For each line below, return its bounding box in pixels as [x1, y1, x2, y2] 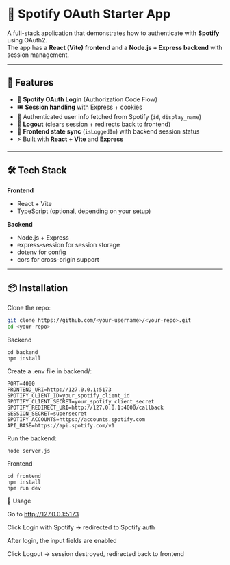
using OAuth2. [7, 36, 48, 44]
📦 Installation [7, 282, 68, 294]
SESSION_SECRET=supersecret [7, 410, 88, 417]
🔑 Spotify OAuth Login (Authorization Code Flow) [16, 95, 158, 103]
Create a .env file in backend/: [7, 367, 92, 375]
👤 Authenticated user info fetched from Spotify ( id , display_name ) [16, 112, 202, 121]
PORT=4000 [7, 380, 36, 388]
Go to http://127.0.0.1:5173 [7, 510, 79, 518]
